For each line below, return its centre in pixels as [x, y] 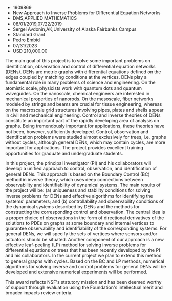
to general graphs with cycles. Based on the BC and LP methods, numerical [85, 261]
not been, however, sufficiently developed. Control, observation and [77, 132]
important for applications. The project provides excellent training [74, 148]
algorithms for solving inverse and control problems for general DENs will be [86, 266]
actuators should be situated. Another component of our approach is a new [85, 239]
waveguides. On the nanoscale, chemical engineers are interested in [78, 93]
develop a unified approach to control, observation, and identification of [81, 169]
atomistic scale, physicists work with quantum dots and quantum [74, 88]
